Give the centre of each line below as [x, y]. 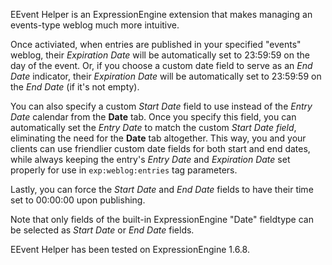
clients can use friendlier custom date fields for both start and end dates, [160, 148]
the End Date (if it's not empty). [75, 87]
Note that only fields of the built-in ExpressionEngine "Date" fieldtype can [162, 219]
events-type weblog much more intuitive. [95, 25]
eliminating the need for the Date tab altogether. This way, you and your [158, 138]
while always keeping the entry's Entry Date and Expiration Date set [150, 159]
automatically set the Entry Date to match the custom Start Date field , [153, 127]
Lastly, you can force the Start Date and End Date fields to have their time [162, 189]
